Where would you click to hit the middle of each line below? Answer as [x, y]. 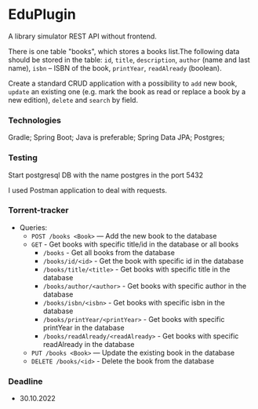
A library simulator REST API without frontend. [82, 36]
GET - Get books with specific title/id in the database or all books [135, 244]
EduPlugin [42, 15]
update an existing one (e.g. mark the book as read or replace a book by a [127, 91]
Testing [23, 158]
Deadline [25, 381]
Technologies [35, 120]
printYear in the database [84, 327]
